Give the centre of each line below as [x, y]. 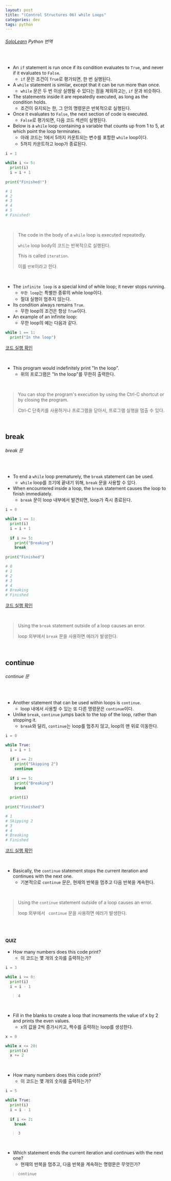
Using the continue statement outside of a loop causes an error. [85, 903]
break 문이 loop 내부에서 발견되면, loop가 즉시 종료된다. [76, 500]
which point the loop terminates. [47, 131]
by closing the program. [43, 400]
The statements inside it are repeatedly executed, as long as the [80, 97]
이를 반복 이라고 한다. [38, 266]
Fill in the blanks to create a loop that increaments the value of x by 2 [85, 1015]
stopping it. [25, 720]
